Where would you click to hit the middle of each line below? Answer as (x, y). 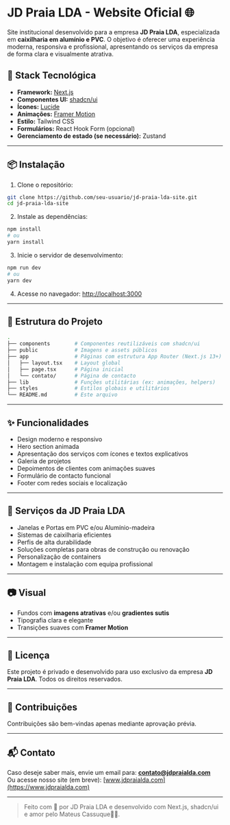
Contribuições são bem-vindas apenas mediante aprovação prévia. (102, 724)
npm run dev (24, 268)
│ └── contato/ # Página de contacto (72, 375)
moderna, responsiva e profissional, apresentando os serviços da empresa (113, 47)
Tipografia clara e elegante (55, 620)
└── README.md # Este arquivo (62, 395)
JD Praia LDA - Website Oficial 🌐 (101, 13)
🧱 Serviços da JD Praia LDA (66, 511)
